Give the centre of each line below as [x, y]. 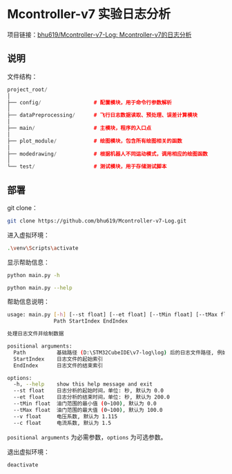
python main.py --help [40, 287]
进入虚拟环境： [28, 235]
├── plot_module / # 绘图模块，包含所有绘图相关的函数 [95, 141]
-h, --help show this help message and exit [83, 384]
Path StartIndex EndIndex [91, 321]
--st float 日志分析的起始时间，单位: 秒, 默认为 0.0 [89, 391]
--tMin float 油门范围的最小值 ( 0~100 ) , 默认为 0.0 [85, 404]
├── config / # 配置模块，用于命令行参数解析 [90, 102]
